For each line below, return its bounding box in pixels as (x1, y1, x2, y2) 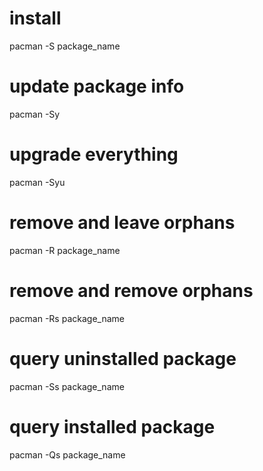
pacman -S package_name (9, 40, 121, 52)
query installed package (9, 415, 216, 438)
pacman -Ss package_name (9, 380, 125, 392)
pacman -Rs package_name (9, 312, 125, 324)
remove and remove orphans (9, 279, 254, 302)
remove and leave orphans (9, 212, 236, 234)
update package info (9, 75, 185, 98)
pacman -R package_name (9, 244, 121, 256)
